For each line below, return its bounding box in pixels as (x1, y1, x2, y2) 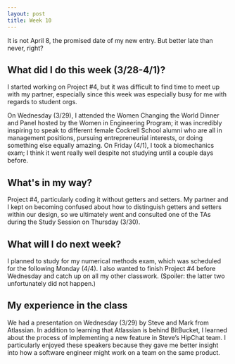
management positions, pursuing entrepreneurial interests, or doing (7, 134, 203, 142)
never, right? (7, 44, 44, 52)
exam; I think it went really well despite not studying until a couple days (7, 149, 214, 157)
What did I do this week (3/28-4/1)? (7, 64, 166, 76)
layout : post (7, 10, 46, 18)
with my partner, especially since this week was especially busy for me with (7, 90, 227, 99)
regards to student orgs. (7, 98, 77, 106)
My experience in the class (7, 300, 128, 312)
